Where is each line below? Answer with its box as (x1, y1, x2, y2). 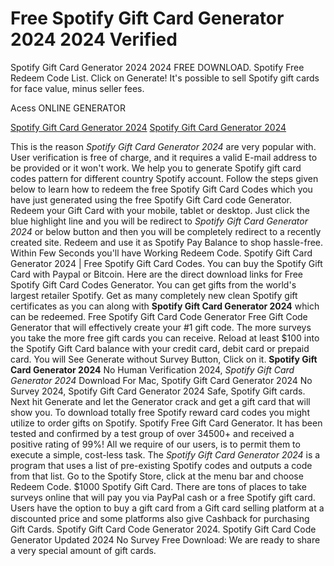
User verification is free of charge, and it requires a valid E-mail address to (10, 151, 318, 163)
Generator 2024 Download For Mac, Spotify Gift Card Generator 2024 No (10, 374, 313, 386)
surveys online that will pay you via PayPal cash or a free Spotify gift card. (10, 491, 316, 503)
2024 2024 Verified (10, 28, 178, 51)
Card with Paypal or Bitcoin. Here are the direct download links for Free (10, 268, 303, 280)
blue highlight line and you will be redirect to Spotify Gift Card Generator (10, 215, 309, 227)
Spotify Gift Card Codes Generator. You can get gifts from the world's (10, 278, 297, 291)
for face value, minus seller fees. (10, 82, 145, 94)
